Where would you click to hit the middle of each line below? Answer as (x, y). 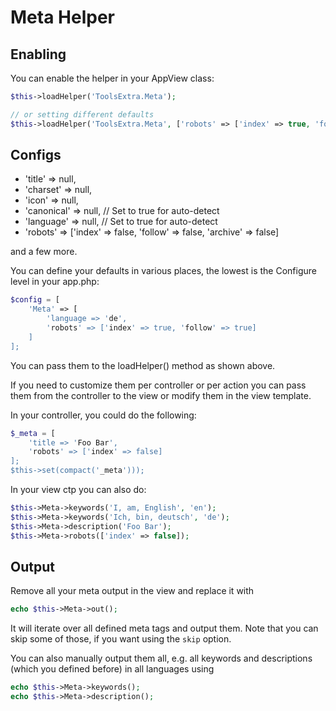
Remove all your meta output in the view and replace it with (132, 591)
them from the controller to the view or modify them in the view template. (161, 395)
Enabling (38, 54)
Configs (36, 155)
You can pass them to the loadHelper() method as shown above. (143, 365)
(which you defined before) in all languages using (112, 669)
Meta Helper (62, 17)
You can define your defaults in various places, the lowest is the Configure (163, 271)
